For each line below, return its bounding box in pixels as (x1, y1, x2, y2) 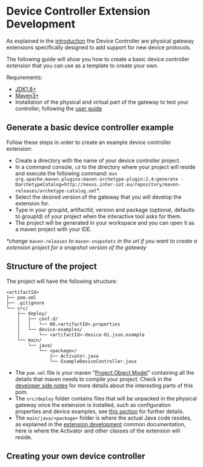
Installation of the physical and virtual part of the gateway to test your (15, 98, 189, 106)
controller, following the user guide (15, 104, 102, 112)
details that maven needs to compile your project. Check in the (15, 375, 172, 383)
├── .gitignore (6, 299, 45, 306)
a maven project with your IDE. (15, 225, 92, 233)
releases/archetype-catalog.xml (15, 188, 97, 194)
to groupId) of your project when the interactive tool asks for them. (15, 213, 182, 220)
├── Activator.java (49, 353, 99, 359)
